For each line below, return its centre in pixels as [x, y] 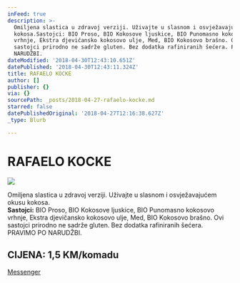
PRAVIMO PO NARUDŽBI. [45, 232]
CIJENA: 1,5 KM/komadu [63, 255]
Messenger [24, 272]
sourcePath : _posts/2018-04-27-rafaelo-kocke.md [81, 101]
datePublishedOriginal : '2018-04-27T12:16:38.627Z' [86, 113]
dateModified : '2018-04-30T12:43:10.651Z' [71, 61]
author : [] [24, 80]
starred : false [30, 107]
